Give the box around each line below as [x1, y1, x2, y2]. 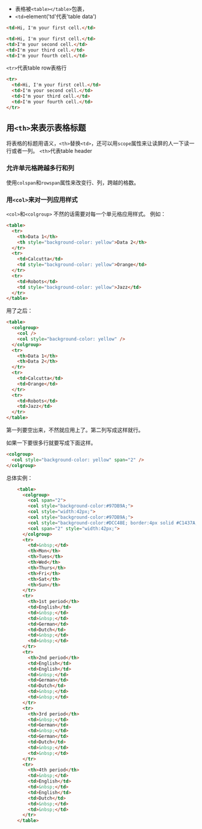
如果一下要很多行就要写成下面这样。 [6, 439, 96, 447]
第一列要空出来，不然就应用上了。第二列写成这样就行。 [6, 427, 144, 434]
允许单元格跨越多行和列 [6, 164, 74, 172]
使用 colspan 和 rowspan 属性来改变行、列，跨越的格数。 [6, 179, 140, 186]
